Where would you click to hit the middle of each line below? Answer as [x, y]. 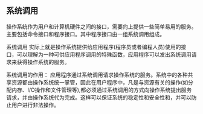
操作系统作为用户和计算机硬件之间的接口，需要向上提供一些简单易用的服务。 [101, 27]
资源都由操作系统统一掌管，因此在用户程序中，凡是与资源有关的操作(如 [100, 82]
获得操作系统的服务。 [43, 62]
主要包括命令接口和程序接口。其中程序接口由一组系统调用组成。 [85, 34]
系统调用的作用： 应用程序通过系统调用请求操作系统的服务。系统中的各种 [97, 75]
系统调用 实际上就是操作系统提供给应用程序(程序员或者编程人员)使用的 [94, 46]
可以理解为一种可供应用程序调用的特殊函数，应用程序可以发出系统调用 [104, 54]
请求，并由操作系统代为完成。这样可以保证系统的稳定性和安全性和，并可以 [99, 97]
